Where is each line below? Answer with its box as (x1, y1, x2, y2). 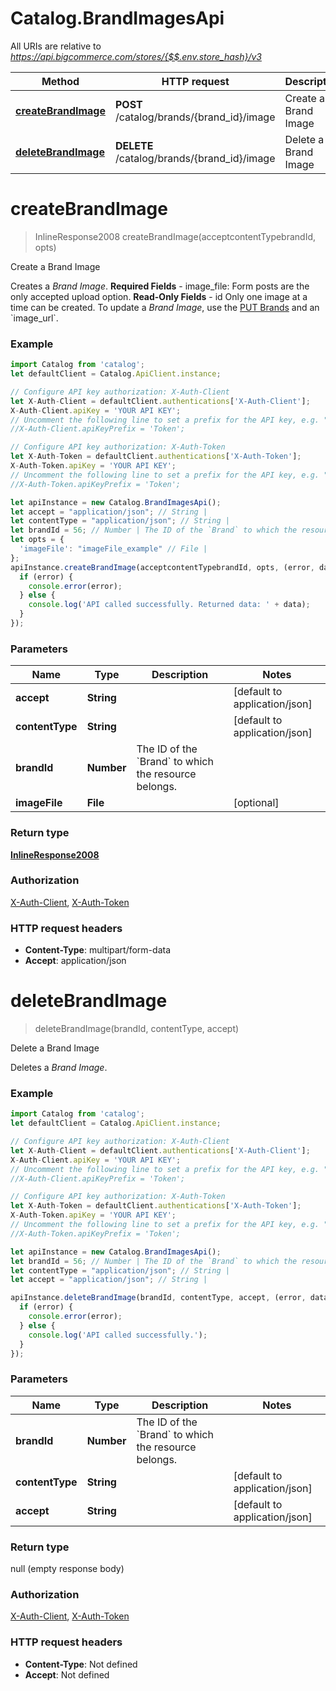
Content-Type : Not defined (24, 1658, 138, 1670)
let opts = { (10, 535, 65, 545)
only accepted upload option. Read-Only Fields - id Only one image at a (10, 290, 308, 302)
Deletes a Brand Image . (10, 1062, 108, 1074)
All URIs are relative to (10, 40, 102, 52)
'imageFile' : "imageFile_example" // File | (19, 544, 208, 554)
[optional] (233, 796, 280, 810)
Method (41, 74, 80, 88)
